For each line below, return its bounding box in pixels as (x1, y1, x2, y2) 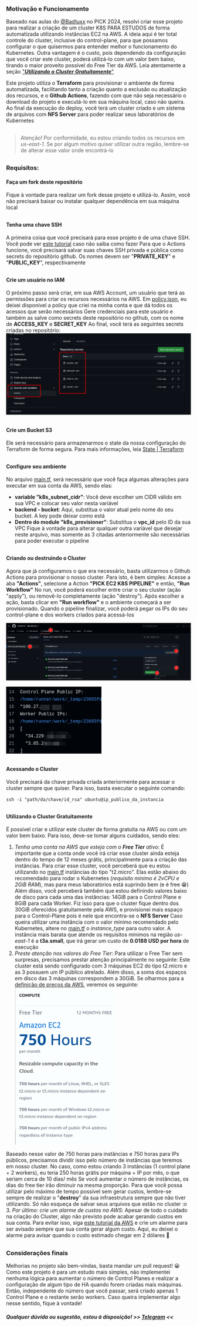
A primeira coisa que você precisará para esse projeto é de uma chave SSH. (6, 234, 191, 241)
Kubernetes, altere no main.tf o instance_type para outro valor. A (14, 925, 171, 932)
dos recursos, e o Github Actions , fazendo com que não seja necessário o (6, 92, 186, 99)
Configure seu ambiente (6, 463, 66, 470)
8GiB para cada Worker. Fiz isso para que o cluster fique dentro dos (14, 900, 179, 907)
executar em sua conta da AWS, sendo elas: (6, 482, 113, 489)
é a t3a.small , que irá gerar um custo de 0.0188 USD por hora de (31, 937, 189, 944)
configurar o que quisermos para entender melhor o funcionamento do (6, 43, 177, 50)
